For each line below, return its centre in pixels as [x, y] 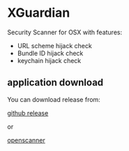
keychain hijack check [49, 60]
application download [55, 83]
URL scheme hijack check [54, 45]
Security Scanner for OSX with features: [65, 32]
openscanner [26, 140]
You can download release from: [54, 99]
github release [28, 113]
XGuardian [39, 13]
